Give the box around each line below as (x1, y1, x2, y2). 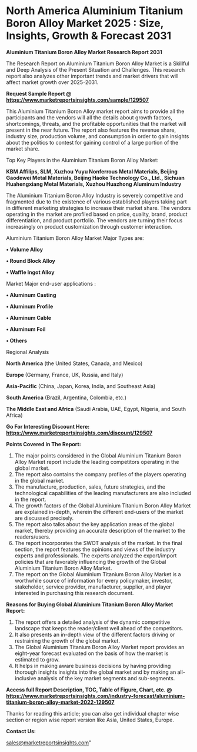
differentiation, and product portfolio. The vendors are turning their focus (6, 216, 183, 224)
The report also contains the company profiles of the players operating (14, 470, 186, 477)
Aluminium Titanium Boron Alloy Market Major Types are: (6, 234, 144, 242)
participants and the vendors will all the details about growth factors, (6, 113, 172, 121)
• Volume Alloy (6, 246, 43, 253)
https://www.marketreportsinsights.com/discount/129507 (6, 429, 153, 436)
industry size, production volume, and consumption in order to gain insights (6, 132, 189, 139)
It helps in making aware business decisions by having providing (14, 662, 171, 669)
